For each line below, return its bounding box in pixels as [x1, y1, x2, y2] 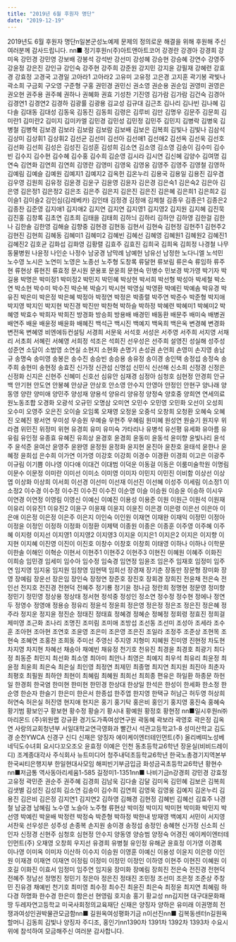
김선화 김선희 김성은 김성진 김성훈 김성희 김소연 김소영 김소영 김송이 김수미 [7, 142, 213, 151]
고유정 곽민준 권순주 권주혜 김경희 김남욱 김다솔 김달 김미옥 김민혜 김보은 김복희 [7, 776, 225, 786]
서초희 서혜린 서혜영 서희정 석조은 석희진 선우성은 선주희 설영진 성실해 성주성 [14, 336, 225, 345]
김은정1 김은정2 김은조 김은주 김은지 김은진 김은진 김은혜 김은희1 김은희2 [20, 187, 219, 195]
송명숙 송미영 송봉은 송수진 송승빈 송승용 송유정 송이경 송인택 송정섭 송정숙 [14, 354, 220, 363]
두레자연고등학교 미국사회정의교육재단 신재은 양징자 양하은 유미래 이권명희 [14, 900, 218, 909]
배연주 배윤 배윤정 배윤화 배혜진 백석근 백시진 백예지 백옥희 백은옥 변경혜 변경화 [7, 318, 225, 328]
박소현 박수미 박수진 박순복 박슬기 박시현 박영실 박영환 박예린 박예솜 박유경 [14, 283, 220, 292]
